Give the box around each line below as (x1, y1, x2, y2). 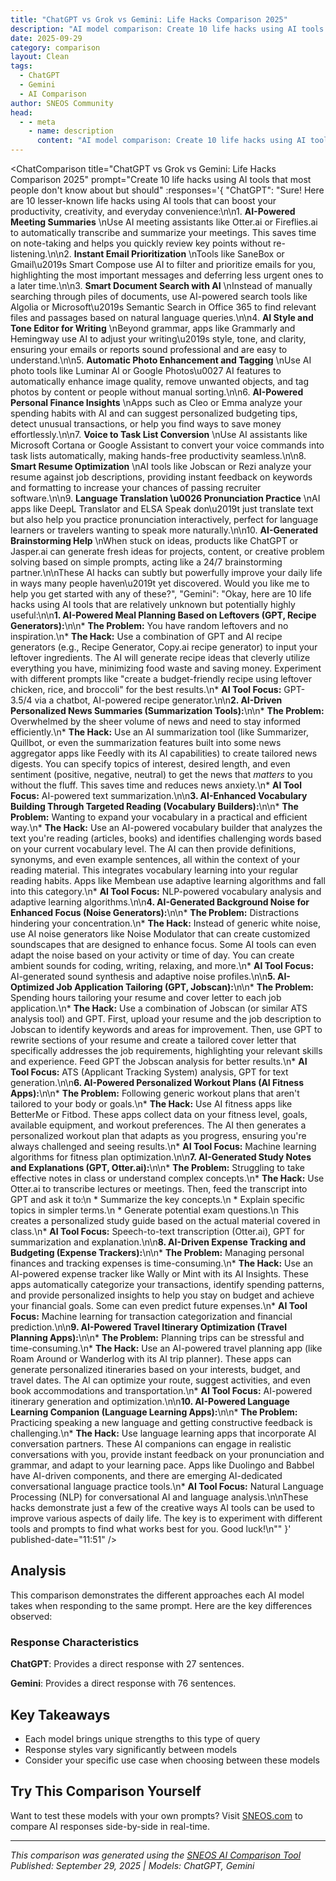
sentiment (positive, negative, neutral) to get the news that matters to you (10, 769, 313, 780)
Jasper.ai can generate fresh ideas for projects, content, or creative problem (10, 546, 325, 557)
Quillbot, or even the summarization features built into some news (10, 737, 282, 748)
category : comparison (10, 42, 101, 53)
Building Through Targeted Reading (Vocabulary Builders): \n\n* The (10, 801, 299, 812)
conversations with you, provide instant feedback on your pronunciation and (10, 1449, 325, 1460)
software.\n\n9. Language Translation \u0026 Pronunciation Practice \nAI (10, 492, 321, 504)
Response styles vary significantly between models (24, 1743, 238, 1755)
